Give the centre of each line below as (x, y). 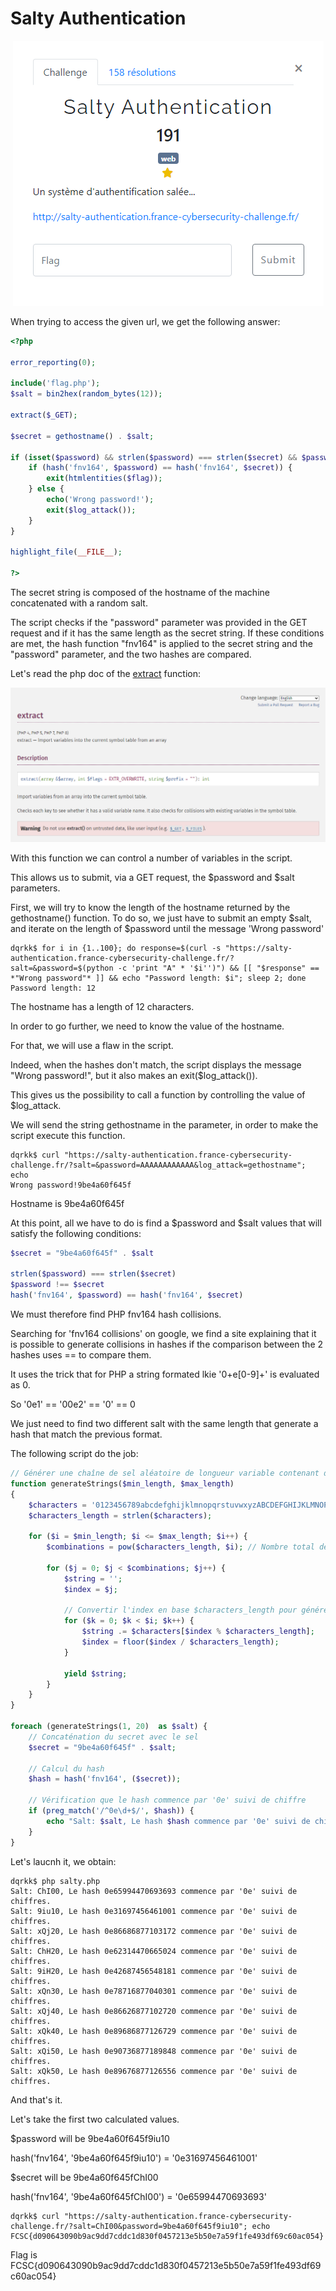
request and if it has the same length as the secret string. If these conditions (167, 633)
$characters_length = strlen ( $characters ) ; (120, 1515)
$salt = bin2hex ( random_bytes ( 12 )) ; (86, 394)
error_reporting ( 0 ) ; (53, 362)
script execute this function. (68, 1135)
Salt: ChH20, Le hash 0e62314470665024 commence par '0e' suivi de (154, 1951)
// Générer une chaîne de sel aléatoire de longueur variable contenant (165, 1473)
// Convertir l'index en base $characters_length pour (180, 1610)
